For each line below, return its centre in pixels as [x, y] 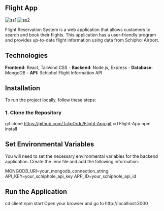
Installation [23, 88]
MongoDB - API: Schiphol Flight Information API [54, 72]
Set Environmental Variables [50, 144]
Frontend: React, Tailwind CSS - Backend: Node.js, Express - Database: [79, 67]
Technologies [27, 55]
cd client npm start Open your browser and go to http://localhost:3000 [77, 204]
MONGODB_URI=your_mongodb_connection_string [57, 171]
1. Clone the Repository [33, 113]
